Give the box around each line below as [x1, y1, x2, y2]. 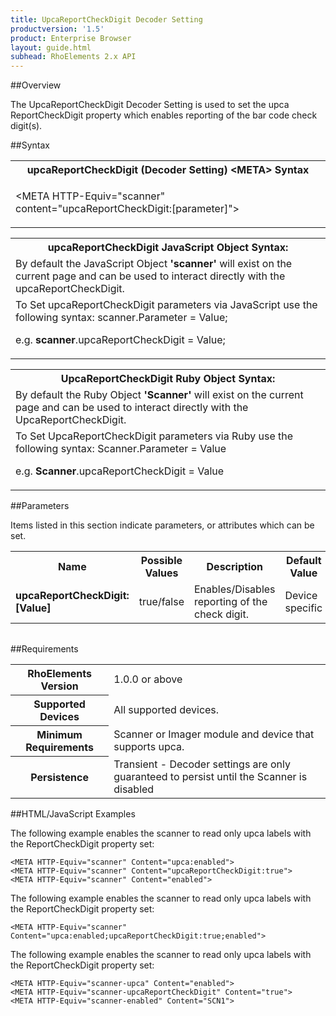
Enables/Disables [193, 582, 276, 596]
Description [206, 560, 263, 574]
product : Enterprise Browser [10, 33, 132, 43]
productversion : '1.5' [10, 24, 105, 34]
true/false [138, 595, 185, 609]
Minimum [36, 728, 83, 742]
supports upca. [113, 740, 185, 754]
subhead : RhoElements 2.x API [10, 52, 137, 62]
